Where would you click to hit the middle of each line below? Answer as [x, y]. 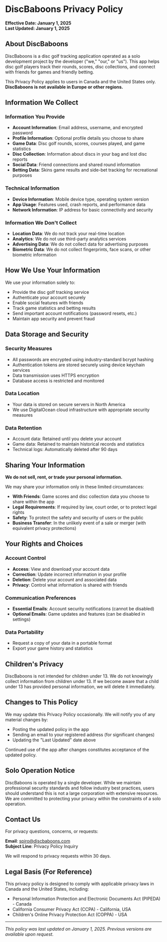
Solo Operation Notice [40, 771]
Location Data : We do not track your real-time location [68, 234]
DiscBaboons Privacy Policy [64, 9]
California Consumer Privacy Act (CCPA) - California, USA [72, 910]
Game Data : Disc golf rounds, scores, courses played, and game [79, 144]
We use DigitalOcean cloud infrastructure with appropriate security [81, 410]
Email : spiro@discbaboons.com [38, 841]
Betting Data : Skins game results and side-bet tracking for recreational [85, 170]
